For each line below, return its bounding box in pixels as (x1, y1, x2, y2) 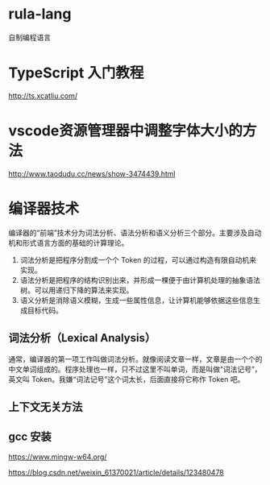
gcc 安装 (8, 430, 52, 444)
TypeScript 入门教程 (8, 64, 144, 82)
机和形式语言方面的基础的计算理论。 (8, 238, 129, 247)
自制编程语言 (8, 32, 51, 42)
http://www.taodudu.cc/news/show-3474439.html (8, 168, 176, 178)
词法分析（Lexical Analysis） (8, 331, 156, 345)
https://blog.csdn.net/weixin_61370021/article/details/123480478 (8, 467, 224, 477)
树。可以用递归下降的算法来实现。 (19, 285, 134, 295)
